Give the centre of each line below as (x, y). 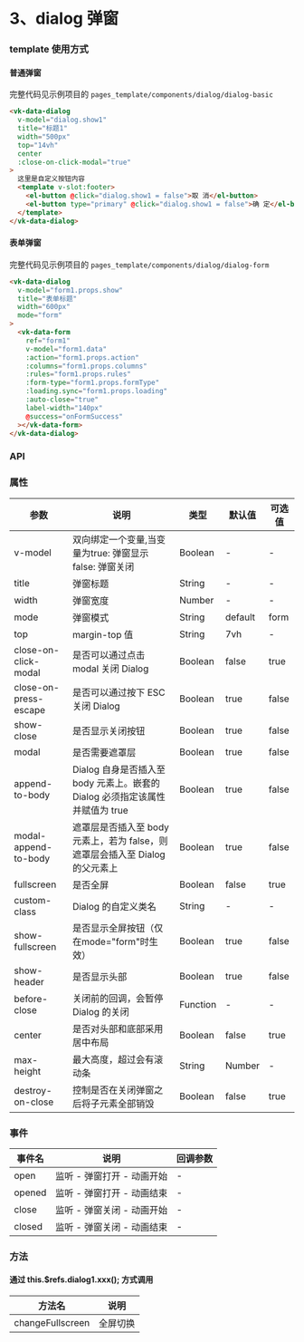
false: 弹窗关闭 (103, 566)
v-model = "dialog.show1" (62, 120)
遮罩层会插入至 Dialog (119, 854)
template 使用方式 (49, 49)
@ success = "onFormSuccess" (75, 416)
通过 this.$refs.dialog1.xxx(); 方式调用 (81, 1279)
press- (29, 699)
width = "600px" (44, 307)
